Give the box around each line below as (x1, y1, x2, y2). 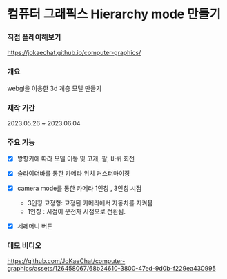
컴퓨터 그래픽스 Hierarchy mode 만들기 (7, 6, 221, 22)
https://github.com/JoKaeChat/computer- (7, 256, 126, 265)
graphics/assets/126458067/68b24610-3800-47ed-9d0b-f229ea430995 (7, 264, 216, 272)
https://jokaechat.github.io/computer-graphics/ (7, 49, 141, 57)
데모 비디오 (7, 240, 42, 250)
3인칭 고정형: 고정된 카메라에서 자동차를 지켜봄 (27, 198, 153, 207)
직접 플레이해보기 (7, 32, 61, 42)
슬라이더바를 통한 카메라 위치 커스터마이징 (17, 169, 130, 178)
